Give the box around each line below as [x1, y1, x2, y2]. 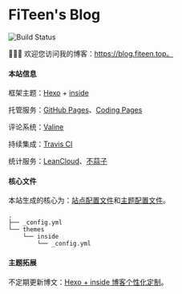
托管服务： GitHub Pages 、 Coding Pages [8, 105, 143, 115]
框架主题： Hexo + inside [8, 88, 90, 98]
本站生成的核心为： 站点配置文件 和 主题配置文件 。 [8, 195, 170, 206]
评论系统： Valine [8, 122, 64, 132]
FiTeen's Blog [8, 6, 101, 24]
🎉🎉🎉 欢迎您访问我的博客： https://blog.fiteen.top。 [8, 48, 174, 58]
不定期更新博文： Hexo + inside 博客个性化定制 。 [8, 277, 168, 287]
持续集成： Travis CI [8, 139, 73, 149]
